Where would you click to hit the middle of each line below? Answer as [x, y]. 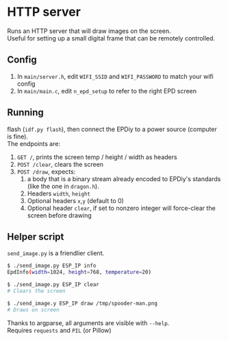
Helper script [36, 236]
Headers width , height [59, 193]
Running [26, 113]
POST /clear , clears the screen [60, 164]
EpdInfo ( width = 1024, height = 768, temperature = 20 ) [79, 272]
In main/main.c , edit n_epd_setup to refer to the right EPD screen [107, 91]
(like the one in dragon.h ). [63, 186]
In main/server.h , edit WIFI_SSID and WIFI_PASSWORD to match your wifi [115, 76]
